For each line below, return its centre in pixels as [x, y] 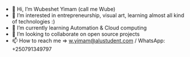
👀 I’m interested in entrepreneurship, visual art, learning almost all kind [98, 15]
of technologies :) [33, 21]
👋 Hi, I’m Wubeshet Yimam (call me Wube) [64, 9]
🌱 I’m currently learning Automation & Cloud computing [79, 28]
